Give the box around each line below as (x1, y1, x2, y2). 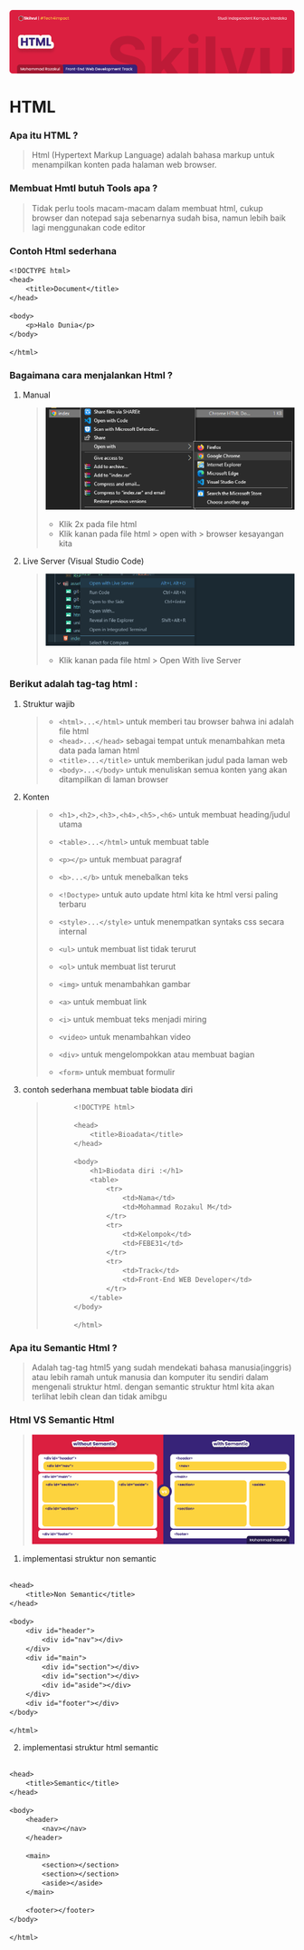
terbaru (58, 898, 87, 909)
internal (58, 926, 88, 936)
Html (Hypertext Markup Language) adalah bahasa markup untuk (31, 150, 275, 161)
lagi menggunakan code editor (31, 221, 147, 232)
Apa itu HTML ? (9, 129, 79, 142)
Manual (22, 389, 52, 400)
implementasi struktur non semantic (22, 1553, 157, 1564)
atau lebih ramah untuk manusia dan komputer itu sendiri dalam (31, 1371, 269, 1382)
